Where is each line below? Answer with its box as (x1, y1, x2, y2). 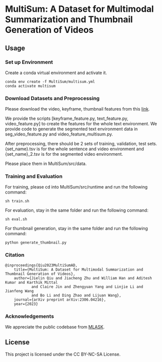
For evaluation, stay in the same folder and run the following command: (5, 207, 148, 213)
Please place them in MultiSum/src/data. (5, 161, 87, 167)
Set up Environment (5, 58, 53, 65)
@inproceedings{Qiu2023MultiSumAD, (5, 263, 78, 268)
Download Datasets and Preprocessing (5, 95, 100, 102)
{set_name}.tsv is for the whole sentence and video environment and (5, 146, 144, 152)
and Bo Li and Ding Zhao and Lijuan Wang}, (31, 293, 121, 298)
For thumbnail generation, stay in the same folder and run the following (5, 225, 148, 231)
